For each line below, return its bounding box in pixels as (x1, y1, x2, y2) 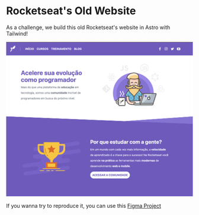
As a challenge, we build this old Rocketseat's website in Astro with (6, 24, 171, 31)
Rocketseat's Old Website (6, 4, 136, 18)
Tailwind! (6, 30, 28, 37)
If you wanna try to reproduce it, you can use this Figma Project (6, 202, 162, 209)
